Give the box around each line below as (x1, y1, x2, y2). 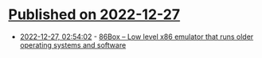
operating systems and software (19, 40, 127, 49)
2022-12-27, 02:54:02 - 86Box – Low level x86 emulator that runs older (19, 32, 254, 41)
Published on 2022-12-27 (8, 6, 181, 24)
